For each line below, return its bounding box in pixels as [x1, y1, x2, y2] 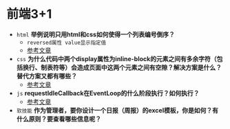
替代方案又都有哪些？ [16, 71, 77, 80]
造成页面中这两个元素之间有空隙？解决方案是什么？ [76, 63, 222, 71]
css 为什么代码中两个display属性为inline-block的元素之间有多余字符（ [16, 54, 217, 62]
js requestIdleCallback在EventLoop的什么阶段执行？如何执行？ [16, 89, 200, 97]
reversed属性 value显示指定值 [26, 39, 107, 46]
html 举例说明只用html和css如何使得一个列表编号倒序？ [16, 30, 175, 38]
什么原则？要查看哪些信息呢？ [16, 115, 101, 123]
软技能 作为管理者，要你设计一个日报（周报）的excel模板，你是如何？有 [16, 106, 218, 114]
